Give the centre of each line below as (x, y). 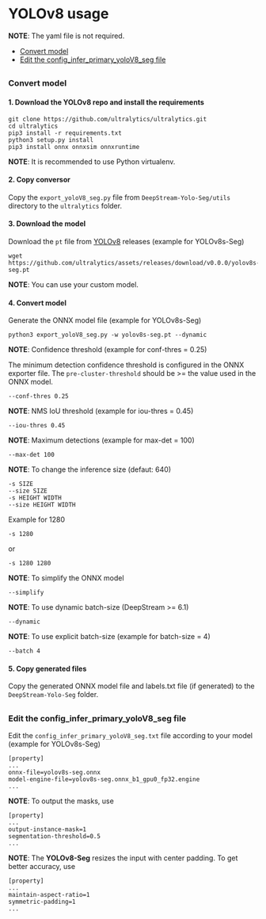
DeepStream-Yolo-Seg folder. (53, 695)
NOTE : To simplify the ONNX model (66, 578)
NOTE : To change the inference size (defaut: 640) (90, 469)
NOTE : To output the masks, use (61, 801)
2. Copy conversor (40, 180)
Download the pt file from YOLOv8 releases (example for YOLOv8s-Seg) (126, 241)
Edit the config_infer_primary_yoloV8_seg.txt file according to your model (131, 736)
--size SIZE (28, 491)
